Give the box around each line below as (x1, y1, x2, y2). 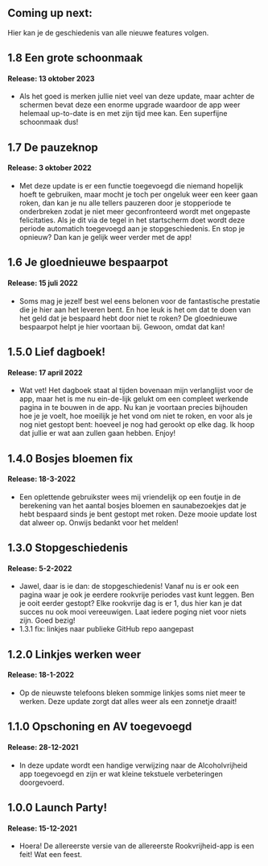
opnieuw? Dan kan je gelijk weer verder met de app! (19, 233, 192, 242)
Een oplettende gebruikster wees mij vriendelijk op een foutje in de (19, 491, 241, 502)
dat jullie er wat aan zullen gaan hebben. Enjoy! (19, 429, 176, 438)
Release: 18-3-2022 (7, 474, 76, 484)
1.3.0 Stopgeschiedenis (7, 541, 129, 555)
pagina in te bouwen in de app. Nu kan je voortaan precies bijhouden (19, 403, 249, 412)
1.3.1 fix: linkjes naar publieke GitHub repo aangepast (19, 624, 194, 634)
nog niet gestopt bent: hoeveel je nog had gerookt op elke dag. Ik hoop (19, 420, 255, 429)
